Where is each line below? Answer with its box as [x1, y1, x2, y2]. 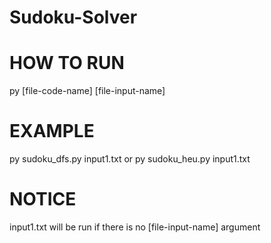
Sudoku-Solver [9, 6, 138, 29]
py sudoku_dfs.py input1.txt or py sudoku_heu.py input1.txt [9, 153, 251, 165]
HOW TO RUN [9, 52, 125, 75]
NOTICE [9, 188, 77, 211]
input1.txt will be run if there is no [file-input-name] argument [9, 221, 261, 233]
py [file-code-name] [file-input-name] [9, 85, 166, 97]
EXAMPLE [9, 120, 95, 143]
